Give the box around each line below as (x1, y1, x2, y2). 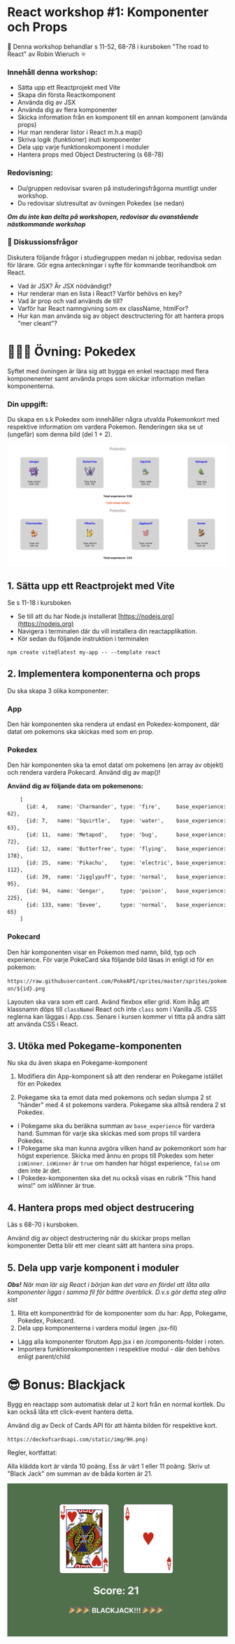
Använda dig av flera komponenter (17, 106, 117, 114)
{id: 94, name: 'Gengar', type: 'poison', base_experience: (25, 888, 227, 895)
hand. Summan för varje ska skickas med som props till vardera (17, 1129, 201, 1137)
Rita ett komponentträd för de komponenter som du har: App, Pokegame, (17, 1309, 228, 1318)
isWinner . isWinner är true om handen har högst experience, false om (17, 1159, 220, 1168)
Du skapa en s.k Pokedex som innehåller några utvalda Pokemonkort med (7, 415, 220, 424)
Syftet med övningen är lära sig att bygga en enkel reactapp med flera (7, 366, 209, 375)
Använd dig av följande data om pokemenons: (7, 782, 143, 790)
